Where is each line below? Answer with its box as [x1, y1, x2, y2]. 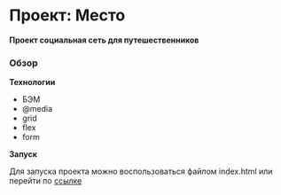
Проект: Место [9, 5, 126, 26]
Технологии [9, 77, 56, 88]
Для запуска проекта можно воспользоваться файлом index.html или [9, 166, 273, 177]
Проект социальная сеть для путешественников [9, 35, 199, 45]
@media [21, 104, 53, 114]
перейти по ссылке [9, 175, 82, 186]
